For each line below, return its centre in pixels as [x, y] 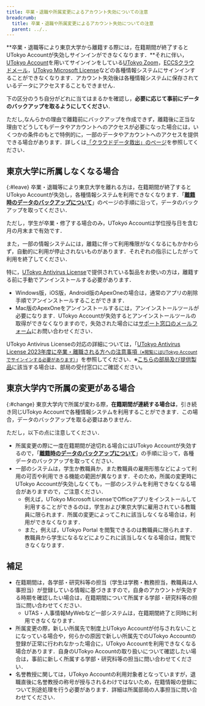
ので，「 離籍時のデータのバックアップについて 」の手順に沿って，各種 [107, 453]
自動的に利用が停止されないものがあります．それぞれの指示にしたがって [108, 251]
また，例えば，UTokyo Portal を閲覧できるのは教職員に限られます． [110, 529]
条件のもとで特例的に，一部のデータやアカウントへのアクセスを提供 [113, 135]
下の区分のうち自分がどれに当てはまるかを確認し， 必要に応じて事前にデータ [103, 99]
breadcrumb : [21, 18]
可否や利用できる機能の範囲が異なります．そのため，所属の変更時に [112, 476]
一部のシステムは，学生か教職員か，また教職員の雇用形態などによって [103, 468]
